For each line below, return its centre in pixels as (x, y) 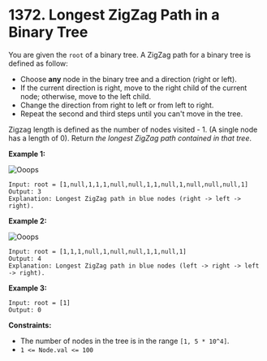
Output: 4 (25, 259)
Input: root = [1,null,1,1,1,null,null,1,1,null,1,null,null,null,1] (129, 185)
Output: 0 (25, 310)
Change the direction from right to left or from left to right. (117, 105)
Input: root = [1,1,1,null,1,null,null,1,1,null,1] (97, 251)
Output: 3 (25, 191)
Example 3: (28, 288)
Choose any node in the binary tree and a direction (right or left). (128, 79)
